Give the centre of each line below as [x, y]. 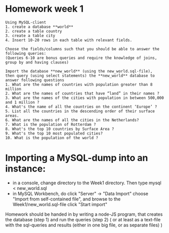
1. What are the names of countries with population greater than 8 [79, 84]
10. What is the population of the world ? [52, 138]
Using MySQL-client [26, 22]
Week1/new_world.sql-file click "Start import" [60, 204]
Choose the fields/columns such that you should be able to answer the [82, 49]
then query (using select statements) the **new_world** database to [80, 76]
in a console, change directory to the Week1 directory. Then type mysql [87, 183]
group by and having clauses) [37, 62]
